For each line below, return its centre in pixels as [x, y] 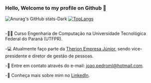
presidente [16, 56]
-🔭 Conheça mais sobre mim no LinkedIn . [48, 75]
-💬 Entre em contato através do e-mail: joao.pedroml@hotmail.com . [75, 65]
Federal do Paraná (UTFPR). [34, 38]
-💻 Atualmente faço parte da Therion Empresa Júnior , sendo [68, 48]
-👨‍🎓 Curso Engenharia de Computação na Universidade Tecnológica [75, 33]
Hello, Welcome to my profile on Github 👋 [56, 8]
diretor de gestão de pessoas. [63, 56]
